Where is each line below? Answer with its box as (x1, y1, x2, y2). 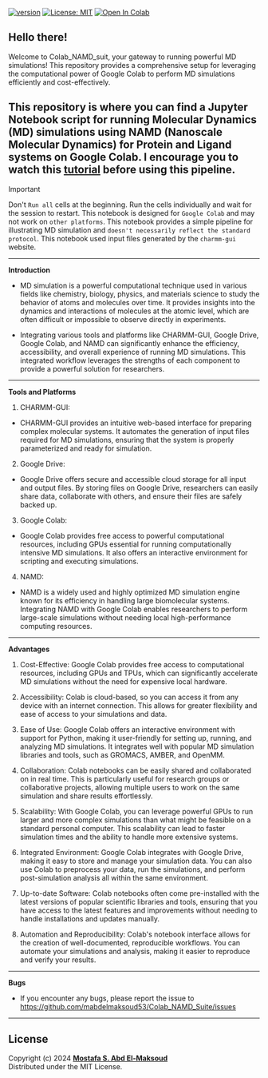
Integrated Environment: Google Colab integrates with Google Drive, (19, 847, 244, 857)
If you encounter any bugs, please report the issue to (19, 993, 195, 1003)
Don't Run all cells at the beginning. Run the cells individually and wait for (8, 200, 252, 209)
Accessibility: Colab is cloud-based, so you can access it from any (19, 692, 239, 702)
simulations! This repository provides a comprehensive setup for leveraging (8, 60, 257, 70)
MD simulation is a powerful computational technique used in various (19, 280, 247, 290)
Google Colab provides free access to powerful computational (19, 531, 225, 540)
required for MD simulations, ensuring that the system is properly (19, 435, 235, 444)
